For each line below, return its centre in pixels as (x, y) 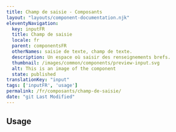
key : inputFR (28, 29)
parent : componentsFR (39, 46)
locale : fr (26, 40)
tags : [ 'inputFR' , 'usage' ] (42, 86)
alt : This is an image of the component (64, 68)
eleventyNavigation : (33, 23)
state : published (34, 74)
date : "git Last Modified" (41, 97)
